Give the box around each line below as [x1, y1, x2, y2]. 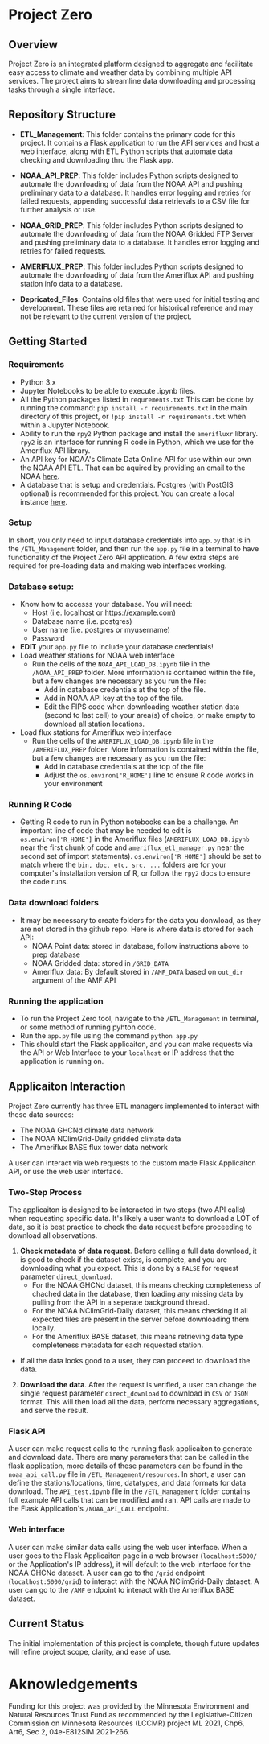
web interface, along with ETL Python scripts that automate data [19, 146, 233, 156]
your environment [43, 779, 103, 789]
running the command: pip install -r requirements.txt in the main [19, 402, 247, 412]
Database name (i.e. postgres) [31, 616, 132, 626]
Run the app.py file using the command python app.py [19, 1030, 198, 1040]
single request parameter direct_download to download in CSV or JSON [19, 1388, 249, 1398]
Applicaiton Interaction [8, 1080, 126, 1094]
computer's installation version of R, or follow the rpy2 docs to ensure [19, 868, 251, 878]
